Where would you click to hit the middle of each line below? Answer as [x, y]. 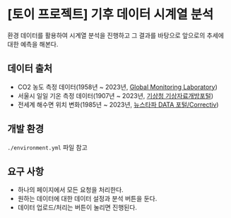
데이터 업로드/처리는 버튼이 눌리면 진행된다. [77, 207]
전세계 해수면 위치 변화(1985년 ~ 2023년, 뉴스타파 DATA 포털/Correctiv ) [118, 104]
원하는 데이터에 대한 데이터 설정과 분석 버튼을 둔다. [87, 199]
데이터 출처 [30, 69]
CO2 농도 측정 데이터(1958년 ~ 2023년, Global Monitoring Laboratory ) [117, 87]
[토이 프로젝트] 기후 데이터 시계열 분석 [111, 14]
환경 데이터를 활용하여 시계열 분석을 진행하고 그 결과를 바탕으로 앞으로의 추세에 [116, 35]
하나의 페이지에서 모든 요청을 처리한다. [70, 190]
